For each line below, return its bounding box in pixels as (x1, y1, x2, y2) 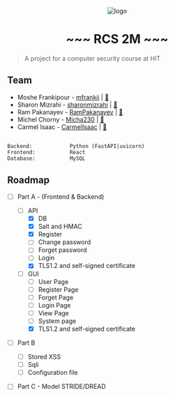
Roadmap (7, 174, 50, 186)
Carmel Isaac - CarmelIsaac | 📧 (17, 122, 107, 131)
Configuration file (27, 368, 78, 377)
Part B (17, 338, 36, 347)
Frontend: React (7, 149, 86, 156)
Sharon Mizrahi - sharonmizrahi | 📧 (17, 100, 118, 109)
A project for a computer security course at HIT (24, 54, 161, 62)
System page (38, 317, 77, 325)
